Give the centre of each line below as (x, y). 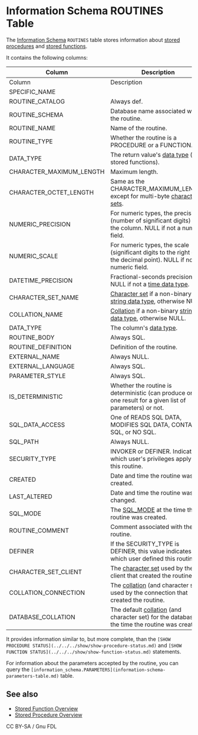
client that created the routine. (152, 575)
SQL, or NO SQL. (133, 432)
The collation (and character (149, 585)
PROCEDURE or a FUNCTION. (151, 145)
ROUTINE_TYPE (31, 141)
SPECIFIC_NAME (32, 92)
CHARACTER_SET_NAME (44, 297)
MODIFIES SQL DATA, (140, 424)
